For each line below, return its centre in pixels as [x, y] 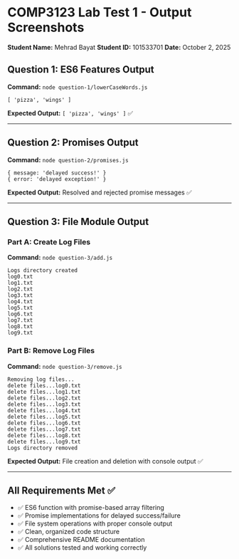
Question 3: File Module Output [78, 221]
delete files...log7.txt [44, 429]
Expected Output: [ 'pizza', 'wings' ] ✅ [70, 113]
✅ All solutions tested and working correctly [82, 548]
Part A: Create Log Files [49, 241]
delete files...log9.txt [44, 442]
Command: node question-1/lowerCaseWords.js [78, 87]
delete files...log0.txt [44, 385]
